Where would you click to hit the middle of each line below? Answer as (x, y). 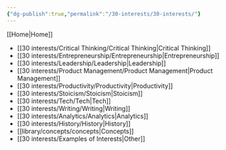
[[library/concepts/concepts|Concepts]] (75, 131)
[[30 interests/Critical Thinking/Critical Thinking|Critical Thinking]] (114, 48)
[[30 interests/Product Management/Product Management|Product (115, 70)
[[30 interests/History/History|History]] (74, 123)
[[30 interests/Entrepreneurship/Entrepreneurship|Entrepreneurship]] (118, 55)
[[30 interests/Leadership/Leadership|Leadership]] (91, 63)
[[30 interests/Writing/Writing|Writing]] (74, 108)
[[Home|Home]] (30, 34)
